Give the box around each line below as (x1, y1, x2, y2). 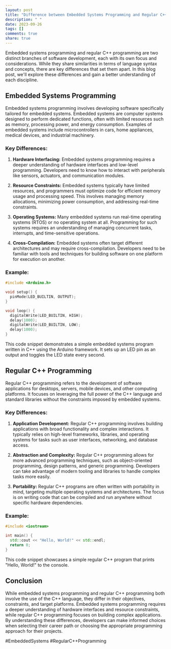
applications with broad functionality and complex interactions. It (12, 426, 149, 432)
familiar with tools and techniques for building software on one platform (12, 250, 163, 257)
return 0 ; (10, 543, 31, 548)
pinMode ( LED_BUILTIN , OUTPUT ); (10, 294, 76, 300)
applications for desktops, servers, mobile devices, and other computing (5, 385, 158, 392)
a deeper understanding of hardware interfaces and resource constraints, (5, 606, 160, 612)
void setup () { (5, 289, 38, 295)
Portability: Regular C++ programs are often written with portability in (12, 484, 159, 490)
